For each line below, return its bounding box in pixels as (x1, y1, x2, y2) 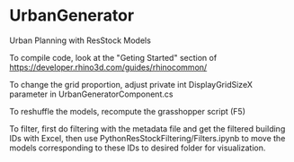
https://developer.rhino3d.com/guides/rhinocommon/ (9, 62, 208, 72)
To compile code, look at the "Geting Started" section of (9, 52, 218, 63)
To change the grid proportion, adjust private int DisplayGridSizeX (9, 79, 254, 90)
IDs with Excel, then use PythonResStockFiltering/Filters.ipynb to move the (9, 132, 286, 143)
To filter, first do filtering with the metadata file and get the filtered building (9, 123, 286, 134)
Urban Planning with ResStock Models (9, 35, 151, 46)
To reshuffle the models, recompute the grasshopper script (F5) (9, 106, 245, 116)
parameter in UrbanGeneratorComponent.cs (9, 89, 174, 99)
